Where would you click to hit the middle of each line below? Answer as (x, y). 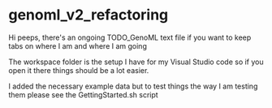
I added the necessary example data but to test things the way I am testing (133, 86)
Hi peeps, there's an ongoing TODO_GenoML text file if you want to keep (130, 37)
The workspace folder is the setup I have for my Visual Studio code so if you (136, 62)
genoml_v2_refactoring (89, 15)
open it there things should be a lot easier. (79, 70)
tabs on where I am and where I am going (78, 45)
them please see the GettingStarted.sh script (83, 94)
